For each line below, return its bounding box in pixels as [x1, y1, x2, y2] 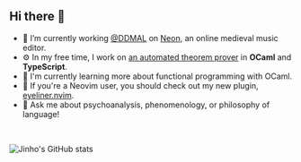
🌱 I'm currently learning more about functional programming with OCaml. [22, 71, 293, 81]
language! [22, 108, 60, 119]
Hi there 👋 [9, 9, 66, 24]
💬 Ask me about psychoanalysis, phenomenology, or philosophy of [22, 99, 270, 110]
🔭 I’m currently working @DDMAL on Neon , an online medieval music [22, 32, 279, 43]
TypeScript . [22, 61, 67, 72]
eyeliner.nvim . [22, 90, 75, 100]
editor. [22, 42, 47, 53]
